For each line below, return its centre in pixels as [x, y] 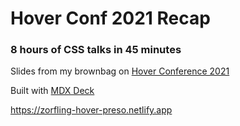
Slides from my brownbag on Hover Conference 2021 [120, 71]
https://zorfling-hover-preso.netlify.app [91, 110]
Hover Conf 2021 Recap [110, 18]
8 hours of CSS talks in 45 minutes [96, 50]
